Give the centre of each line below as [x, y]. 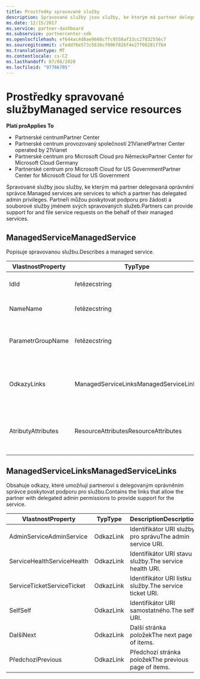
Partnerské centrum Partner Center [57, 137]
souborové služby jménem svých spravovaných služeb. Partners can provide [100, 206]
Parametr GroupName [39, 341]
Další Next [23, 635]
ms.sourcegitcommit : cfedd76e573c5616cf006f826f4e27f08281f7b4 [86, 45]
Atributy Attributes [34, 431]
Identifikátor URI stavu [161, 554]
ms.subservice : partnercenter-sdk [49, 34]
